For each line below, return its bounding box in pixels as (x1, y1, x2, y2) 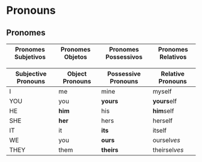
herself (152, 116, 173, 125)
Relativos (159, 53, 187, 61)
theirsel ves (152, 146, 184, 154)
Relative (161, 70, 185, 78)
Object (67, 70, 87, 78)
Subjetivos (14, 53, 46, 61)
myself (152, 88, 173, 95)
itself (152, 127, 167, 134)
